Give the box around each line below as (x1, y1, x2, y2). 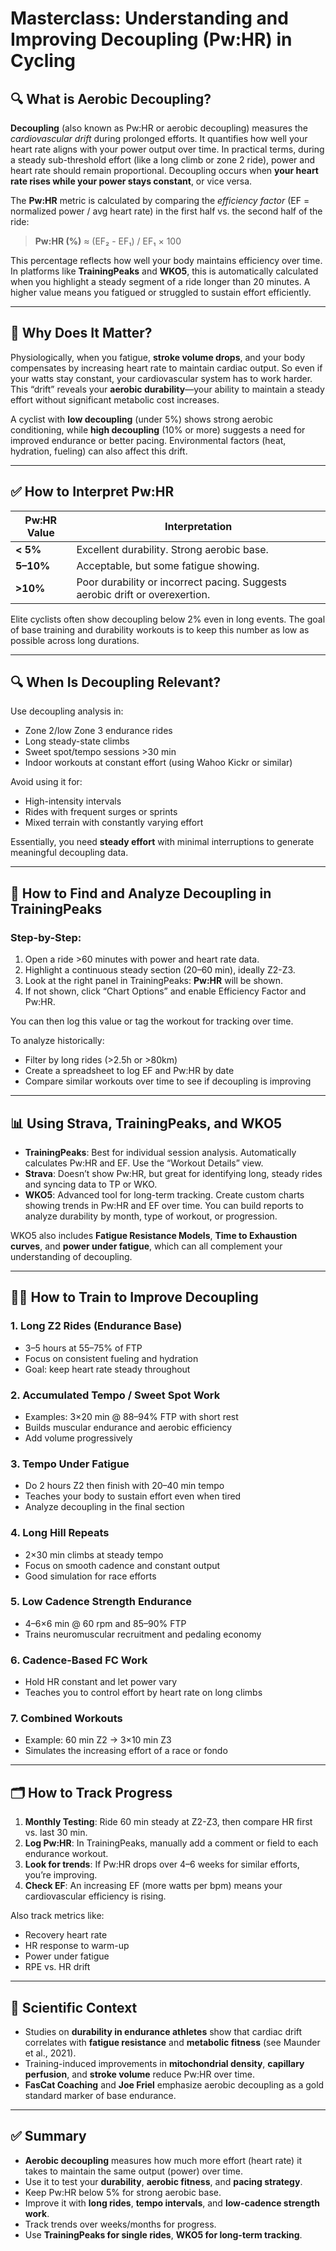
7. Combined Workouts (10, 1712, 123, 1726)
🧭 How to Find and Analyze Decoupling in (10, 885, 272, 902)
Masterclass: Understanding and (10, 7, 289, 30)
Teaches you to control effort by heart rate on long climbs (24, 1687, 263, 1699)
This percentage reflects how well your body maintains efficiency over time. (10, 255, 323, 266)
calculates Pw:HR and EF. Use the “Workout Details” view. (24, 1157, 264, 1169)
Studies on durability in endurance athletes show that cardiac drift (24, 2026, 303, 2038)
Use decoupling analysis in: (10, 705, 124, 717)
